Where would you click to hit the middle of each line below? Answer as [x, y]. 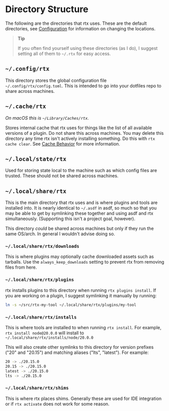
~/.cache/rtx [26, 106]
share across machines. [30, 91]
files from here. [21, 267]
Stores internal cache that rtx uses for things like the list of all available [79, 128]
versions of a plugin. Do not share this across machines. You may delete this [84, 133]
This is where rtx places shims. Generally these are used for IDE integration [83, 398]
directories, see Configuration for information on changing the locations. [80, 28]
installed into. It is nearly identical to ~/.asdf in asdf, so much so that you [81, 208]
